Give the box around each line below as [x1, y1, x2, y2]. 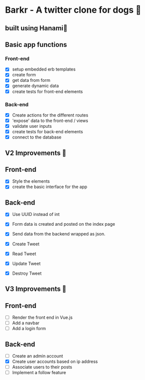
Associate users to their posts [12, 364, 72, 370]
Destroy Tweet [12, 270, 42, 276]
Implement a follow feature [12, 370, 66, 376]
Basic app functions [5, 40, 67, 48]
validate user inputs [12, 123, 52, 129]
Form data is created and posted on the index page [12, 221, 116, 227]
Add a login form [12, 326, 46, 332]
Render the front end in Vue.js [12, 314, 73, 320]
